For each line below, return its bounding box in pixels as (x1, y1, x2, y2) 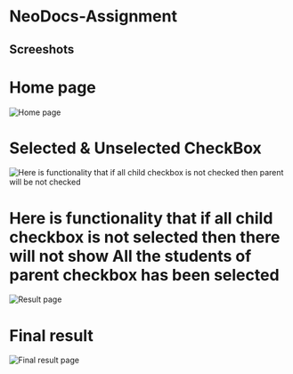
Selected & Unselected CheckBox (9, 138, 263, 158)
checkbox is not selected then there (9, 227, 281, 247)
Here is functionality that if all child (9, 207, 273, 228)
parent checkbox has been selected (9, 264, 280, 285)
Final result (9, 325, 94, 346)
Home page (9, 77, 96, 97)
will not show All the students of (9, 246, 252, 266)
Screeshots (9, 42, 75, 57)
